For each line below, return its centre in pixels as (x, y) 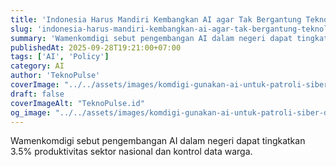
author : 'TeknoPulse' (55, 76)
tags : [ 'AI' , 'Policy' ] (60, 57)
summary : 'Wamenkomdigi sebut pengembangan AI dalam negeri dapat (151, 38)
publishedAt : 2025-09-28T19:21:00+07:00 (96, 47)
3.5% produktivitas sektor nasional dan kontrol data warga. (131, 152)
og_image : (31, 112)
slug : (21, 29)
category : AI (37, 66)
